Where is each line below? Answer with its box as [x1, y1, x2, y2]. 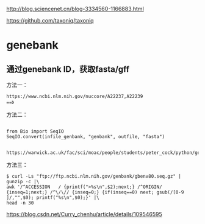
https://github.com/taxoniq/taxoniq [6, 17, 94, 24]
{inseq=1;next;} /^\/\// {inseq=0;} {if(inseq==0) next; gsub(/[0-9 [6, 189, 184, 195]
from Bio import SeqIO [6, 128, 64, 135]
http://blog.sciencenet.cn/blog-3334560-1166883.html [6, 5, 145, 12]
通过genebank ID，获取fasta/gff [6, 64, 130, 74]
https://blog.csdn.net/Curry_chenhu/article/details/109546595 [6, 211, 163, 218]
